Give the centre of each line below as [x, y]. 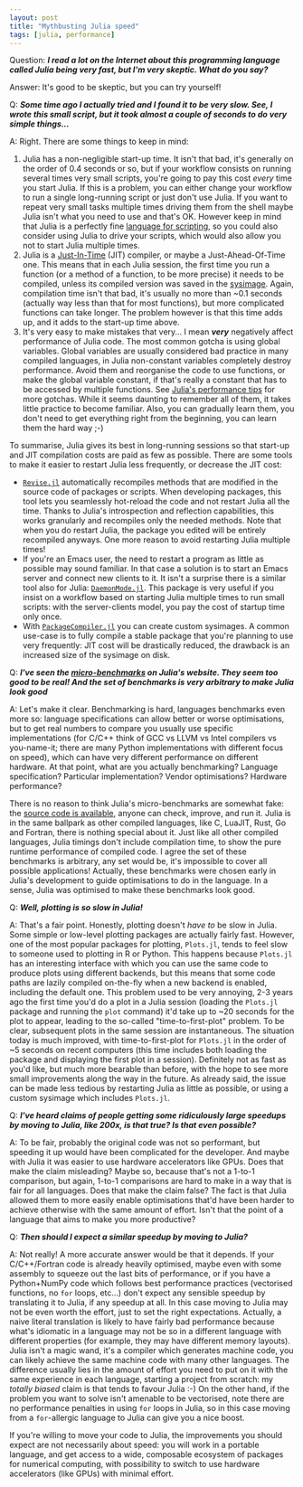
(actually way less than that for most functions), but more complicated [153, 303]
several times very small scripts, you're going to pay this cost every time [157, 178]
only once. [42, 616]
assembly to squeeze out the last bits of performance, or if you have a [140, 1274]
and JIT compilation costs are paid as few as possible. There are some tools [151, 455]
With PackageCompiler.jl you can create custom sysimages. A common [156, 626]
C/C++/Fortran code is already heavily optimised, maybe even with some [146, 1264]
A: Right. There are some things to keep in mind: [99, 142]
